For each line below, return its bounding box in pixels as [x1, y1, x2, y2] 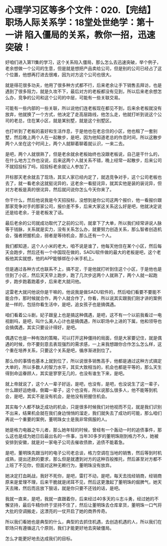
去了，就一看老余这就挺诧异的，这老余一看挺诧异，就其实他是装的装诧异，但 [5, 180, 162, 186]
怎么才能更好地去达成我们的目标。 [5, 535, 75, 542]
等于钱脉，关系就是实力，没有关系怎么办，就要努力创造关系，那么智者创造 [5, 226, 158, 232]
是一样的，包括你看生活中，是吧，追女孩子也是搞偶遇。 [5, 301, 118, 307]
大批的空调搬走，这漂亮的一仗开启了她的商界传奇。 [5, 508, 110, 514]
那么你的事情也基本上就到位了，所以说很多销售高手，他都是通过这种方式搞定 [5, 358, 162, 364]
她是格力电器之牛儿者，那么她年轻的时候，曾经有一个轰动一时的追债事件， [5, 427, 158, 433]
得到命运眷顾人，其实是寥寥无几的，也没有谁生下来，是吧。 [5, 370, 127, 376]
